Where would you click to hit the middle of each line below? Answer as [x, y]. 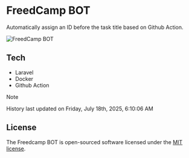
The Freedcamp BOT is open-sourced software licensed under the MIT [94, 142]
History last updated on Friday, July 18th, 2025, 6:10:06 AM [80, 109]
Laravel [24, 72]
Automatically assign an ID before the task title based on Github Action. [95, 27]
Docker [24, 78]
